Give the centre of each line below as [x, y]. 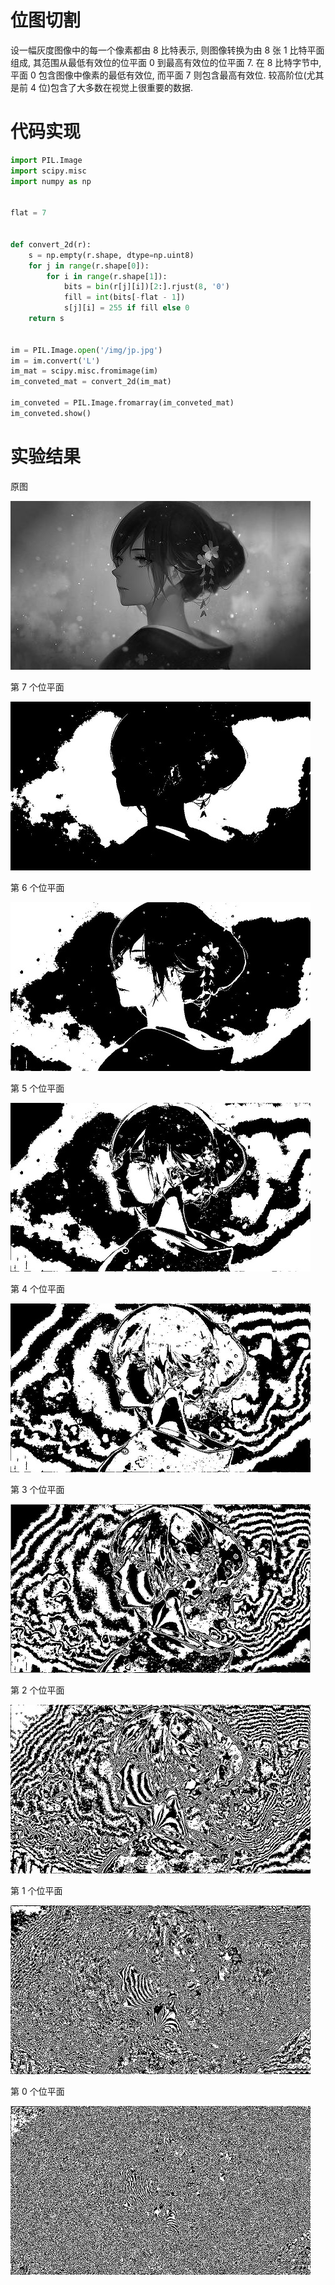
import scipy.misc [48, 171]
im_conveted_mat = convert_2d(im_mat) [91, 382]
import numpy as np [51, 181]
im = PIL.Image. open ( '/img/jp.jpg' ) [86, 350]
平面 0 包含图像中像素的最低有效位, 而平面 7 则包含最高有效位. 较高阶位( [158, 75]
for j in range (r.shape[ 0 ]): [89, 266]
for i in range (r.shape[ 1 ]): [107, 276]
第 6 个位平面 [37, 887]
